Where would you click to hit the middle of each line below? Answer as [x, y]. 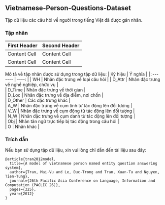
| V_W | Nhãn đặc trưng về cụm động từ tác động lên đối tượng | [70, 111]
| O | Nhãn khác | [22, 127]
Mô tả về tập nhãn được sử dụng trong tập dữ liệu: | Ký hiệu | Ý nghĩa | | [78, 74]
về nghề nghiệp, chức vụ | [32, 85]
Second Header [61, 45]
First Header [23, 45]
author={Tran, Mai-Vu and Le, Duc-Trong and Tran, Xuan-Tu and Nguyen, [85, 172]
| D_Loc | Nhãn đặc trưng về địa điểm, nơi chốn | [54, 95]
